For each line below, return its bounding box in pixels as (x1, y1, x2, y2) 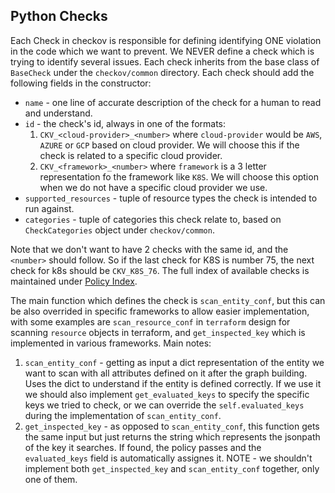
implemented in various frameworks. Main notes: (10, 337, 212, 349)
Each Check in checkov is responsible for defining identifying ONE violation (10, 34, 322, 46)
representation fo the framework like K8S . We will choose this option (39, 170, 319, 183)
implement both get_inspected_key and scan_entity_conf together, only (24, 462, 320, 474)
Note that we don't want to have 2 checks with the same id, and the (10, 243, 289, 255)
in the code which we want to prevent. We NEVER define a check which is (10, 45, 315, 57)
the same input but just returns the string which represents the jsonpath (24, 430, 321, 443)
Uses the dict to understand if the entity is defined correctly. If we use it (24, 377, 322, 389)
